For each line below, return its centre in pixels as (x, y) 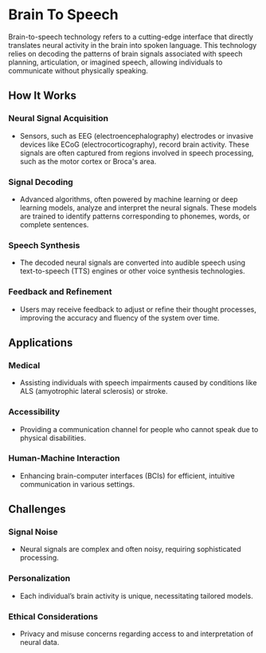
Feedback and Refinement (60, 292)
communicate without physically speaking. (78, 70)
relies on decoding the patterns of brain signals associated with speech (125, 53)
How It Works (43, 96)
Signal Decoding (41, 182)
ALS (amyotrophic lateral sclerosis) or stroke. (94, 391)
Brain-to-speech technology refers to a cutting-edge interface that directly (131, 37)
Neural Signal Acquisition (59, 119)
